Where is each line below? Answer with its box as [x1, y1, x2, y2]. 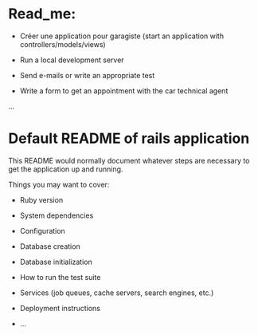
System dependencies [19, 211, 94, 220]
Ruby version [19, 195, 64, 204]
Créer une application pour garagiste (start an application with [19, 31, 225, 41]
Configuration [19, 226, 65, 235]
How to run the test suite [19, 272, 101, 282]
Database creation [19, 241, 81, 251]
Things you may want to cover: [8, 179, 110, 189]
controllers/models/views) [19, 39, 106, 49]
